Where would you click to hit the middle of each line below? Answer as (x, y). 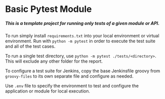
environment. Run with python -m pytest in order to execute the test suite (80, 41)
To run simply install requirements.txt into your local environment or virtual (82, 36)
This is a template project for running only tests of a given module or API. (82, 23)
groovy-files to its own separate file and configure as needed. (69, 76)
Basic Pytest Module (48, 9)
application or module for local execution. (48, 91)
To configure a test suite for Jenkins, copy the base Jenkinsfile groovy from (83, 71)
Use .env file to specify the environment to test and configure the (72, 86)
